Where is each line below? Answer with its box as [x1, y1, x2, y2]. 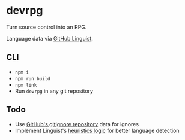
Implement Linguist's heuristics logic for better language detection [14, 127, 180, 134]
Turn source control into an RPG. [6, 23, 87, 31]
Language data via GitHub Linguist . [6, 35, 93, 42]
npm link [14, 82, 37, 88]
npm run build [14, 75, 50, 81]
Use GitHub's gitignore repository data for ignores [14, 120, 139, 127]
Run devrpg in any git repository [14, 87, 94, 95]
